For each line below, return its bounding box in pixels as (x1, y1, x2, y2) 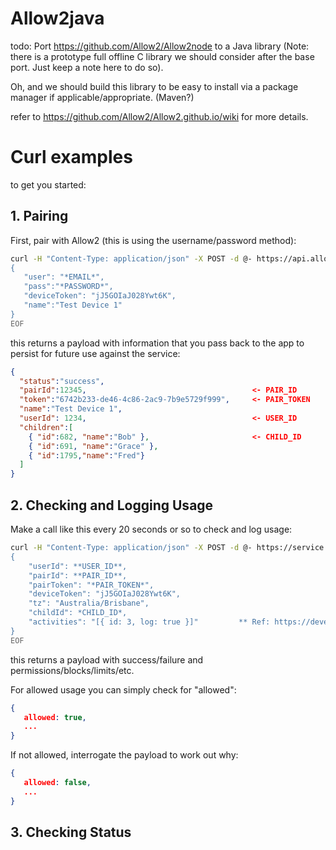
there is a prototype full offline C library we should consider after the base (10, 50, 315, 62)
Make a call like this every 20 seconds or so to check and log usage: (10, 523, 293, 535)
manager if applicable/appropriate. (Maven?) (10, 91, 195, 103)
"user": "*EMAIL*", (23, 272, 105, 282)
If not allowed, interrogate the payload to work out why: (10, 749, 239, 761)
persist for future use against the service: (10, 347, 181, 359)
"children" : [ (19, 422, 74, 432)
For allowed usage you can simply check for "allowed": (10, 683, 237, 696)
